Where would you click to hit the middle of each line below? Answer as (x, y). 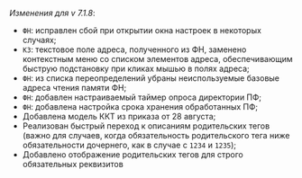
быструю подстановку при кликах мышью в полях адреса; (136, 68)
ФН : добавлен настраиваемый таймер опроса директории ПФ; (142, 97)
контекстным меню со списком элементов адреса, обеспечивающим (157, 59)
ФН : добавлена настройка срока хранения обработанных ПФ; (140, 107)
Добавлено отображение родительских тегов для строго (133, 155)
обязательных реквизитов (73, 164)
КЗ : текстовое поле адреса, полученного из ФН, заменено (134, 49)
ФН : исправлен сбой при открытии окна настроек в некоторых (142, 30)
